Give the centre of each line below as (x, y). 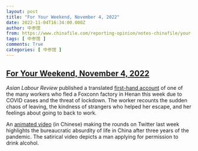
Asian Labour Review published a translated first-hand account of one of (95, 88)
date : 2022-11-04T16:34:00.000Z (46, 22)
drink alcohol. (23, 143)
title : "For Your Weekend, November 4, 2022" (63, 17)
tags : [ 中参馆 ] (26, 39)
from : (13, 33)
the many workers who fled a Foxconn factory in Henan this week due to (94, 94)
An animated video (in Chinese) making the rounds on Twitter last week (93, 124)
